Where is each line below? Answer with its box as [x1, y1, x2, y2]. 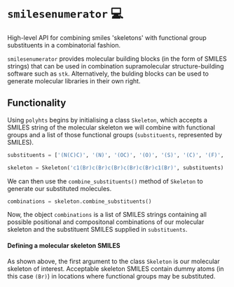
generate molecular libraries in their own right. [7, 76, 141, 85]
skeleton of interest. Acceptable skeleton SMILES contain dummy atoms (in [7, 264, 224, 273]
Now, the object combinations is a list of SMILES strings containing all [7, 211, 207, 219]
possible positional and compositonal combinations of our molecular [7, 218, 205, 226]
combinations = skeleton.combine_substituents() [7, 197, 152, 205]
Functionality [7, 97, 67, 109]
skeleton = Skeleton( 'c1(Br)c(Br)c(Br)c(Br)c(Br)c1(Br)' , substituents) [7, 164, 224, 171]
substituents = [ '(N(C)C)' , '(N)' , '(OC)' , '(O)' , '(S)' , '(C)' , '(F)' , [7, 151, 224, 158]
